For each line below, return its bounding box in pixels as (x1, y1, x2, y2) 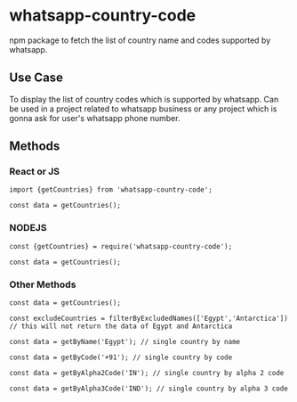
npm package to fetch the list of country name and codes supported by (9, 35, 271, 45)
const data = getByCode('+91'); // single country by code (9, 353, 233, 362)
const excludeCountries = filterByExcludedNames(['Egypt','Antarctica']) (9, 314, 289, 324)
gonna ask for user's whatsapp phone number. (9, 112, 181, 123)
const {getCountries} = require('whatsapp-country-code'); (9, 242, 233, 250)
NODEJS (9, 222, 47, 234)
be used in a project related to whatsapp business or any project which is (9, 103, 277, 114)
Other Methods (9, 278, 76, 291)
